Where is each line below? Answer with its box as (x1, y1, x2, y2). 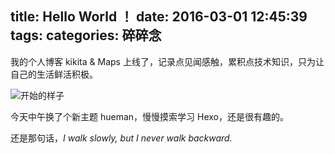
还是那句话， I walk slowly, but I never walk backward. (10, 132, 233, 144)
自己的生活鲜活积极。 (10, 68, 98, 80)
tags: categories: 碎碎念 (10, 27, 162, 44)
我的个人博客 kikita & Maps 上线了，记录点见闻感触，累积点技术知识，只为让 (10, 55, 325, 67)
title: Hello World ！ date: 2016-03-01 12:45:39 (10, 8, 308, 26)
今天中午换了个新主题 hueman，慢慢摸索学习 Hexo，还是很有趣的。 (10, 110, 289, 122)
